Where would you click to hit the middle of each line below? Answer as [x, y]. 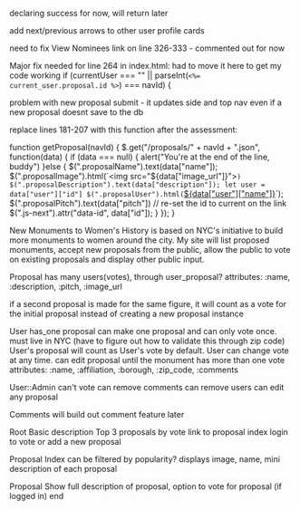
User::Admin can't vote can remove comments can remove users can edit [147, 387]
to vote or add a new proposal [65, 442]
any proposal [34, 397]
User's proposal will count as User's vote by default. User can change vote [149, 351]
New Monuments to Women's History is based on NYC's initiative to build [146, 231]
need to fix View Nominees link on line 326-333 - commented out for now [147, 48]
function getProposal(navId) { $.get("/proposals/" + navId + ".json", [135, 147]
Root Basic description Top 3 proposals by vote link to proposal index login [149, 432]
